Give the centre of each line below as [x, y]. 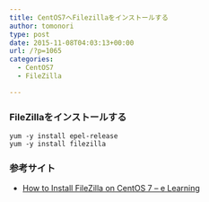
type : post [30, 34]
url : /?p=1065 [36, 51]
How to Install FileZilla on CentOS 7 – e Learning [111, 189]
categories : [31, 59]
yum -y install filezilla [57, 145]
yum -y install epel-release [64, 136]
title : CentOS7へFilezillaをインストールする [89, 18]
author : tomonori [42, 26]
